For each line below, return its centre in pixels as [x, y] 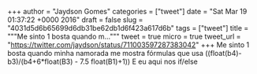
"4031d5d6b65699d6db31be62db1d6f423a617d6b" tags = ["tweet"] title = [128, 28]
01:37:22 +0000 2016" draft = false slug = [75, 20]
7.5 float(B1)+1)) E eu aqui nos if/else [138, 61]
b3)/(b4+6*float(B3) [40, 61]
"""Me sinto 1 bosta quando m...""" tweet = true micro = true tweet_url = [124, 36]
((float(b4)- [223, 53]
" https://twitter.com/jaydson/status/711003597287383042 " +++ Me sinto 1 [128, 45]
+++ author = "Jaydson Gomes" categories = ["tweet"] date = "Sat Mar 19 [127, 11]
